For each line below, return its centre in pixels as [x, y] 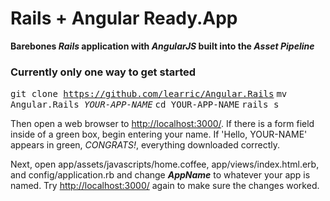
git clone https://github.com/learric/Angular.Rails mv [149, 94]
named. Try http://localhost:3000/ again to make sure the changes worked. [165, 186]
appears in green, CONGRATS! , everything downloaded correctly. [145, 145]
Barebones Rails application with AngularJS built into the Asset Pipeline [162, 46]
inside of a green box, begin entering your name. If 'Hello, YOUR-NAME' [159, 134]
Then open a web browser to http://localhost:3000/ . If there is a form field [162, 124]
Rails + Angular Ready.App [124, 18]
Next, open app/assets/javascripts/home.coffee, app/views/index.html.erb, [165, 164]
